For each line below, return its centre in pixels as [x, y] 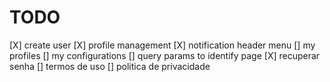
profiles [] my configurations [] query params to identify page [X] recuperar [165, 55]
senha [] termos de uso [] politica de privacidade [110, 66]
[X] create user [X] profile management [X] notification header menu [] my [162, 45]
